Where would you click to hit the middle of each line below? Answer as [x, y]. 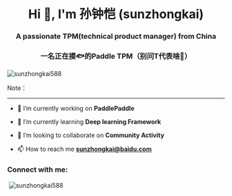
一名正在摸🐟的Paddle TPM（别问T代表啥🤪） [116, 56]
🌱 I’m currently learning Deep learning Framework [89, 122]
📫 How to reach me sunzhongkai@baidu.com [84, 149]
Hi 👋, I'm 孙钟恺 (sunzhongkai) [116, 14]
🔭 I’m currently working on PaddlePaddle [76, 109]
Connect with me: [38, 170]
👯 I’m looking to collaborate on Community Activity [90, 135]
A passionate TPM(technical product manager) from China [116, 37]
